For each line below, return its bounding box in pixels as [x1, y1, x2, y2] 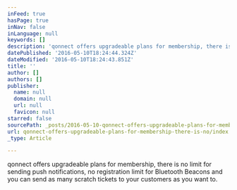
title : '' [7, 63, 37, 70]
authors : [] [7, 75, 42, 83]
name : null [13, 89, 46, 96]
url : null [13, 102, 42, 109]
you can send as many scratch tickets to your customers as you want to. [7, 175, 218, 184]
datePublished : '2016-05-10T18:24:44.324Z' [7, 50, 138, 57]
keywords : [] [7, 37, 46, 44]
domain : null [13, 96, 52, 103]
